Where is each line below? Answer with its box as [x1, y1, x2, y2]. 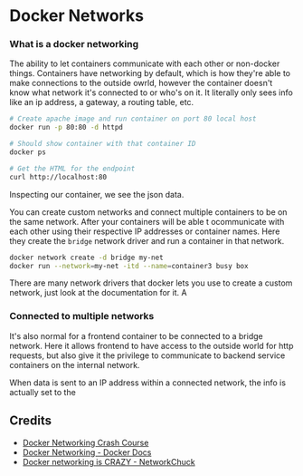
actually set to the [9, 386, 77, 397]
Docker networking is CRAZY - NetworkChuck [22, 456, 196, 467]
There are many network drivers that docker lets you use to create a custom [9, 277, 293, 288]
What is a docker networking [9, 38, 139, 51]
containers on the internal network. [9, 359, 140, 370]
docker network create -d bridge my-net [9, 253, 165, 262]
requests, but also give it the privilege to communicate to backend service [9, 350, 286, 361]
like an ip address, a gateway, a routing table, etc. [9, 97, 194, 108]
